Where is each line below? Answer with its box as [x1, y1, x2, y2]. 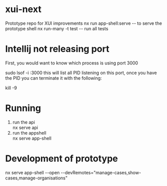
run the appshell [12, 130, 47, 136]
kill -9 [5, 85, 17, 91]
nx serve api [12, 125, 39, 131]
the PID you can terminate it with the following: [5, 75, 102, 81]
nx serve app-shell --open [5, 169, 60, 175]
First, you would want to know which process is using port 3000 [5, 59, 138, 66]
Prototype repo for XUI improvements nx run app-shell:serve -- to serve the [5, 20, 162, 26]
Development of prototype [5, 153, 118, 164]
